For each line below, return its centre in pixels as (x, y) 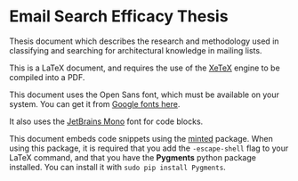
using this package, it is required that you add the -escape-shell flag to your (149, 148)
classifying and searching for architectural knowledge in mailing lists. (136, 50)
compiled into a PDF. (47, 77)
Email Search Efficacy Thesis (119, 16)
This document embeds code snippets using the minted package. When (141, 138)
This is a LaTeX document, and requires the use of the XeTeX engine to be (145, 68)
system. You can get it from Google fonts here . (95, 103)
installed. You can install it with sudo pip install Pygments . (118, 167)
